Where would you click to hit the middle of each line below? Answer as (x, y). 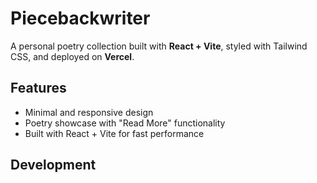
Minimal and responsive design (89, 112)
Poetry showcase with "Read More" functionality (125, 123)
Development (53, 165)
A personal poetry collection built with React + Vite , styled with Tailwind (159, 46)
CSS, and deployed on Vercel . (72, 56)
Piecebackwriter (80, 18)
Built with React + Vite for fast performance (114, 133)
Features (38, 88)
